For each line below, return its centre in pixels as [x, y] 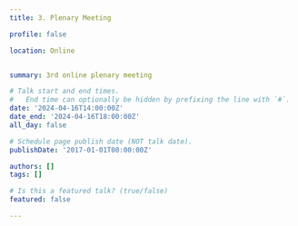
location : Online [42, 51]
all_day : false [38, 125]
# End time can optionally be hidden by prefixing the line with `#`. [150, 100]
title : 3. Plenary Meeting [60, 18]
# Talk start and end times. [65, 92]
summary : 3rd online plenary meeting [81, 75]
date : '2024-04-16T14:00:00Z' [67, 108]
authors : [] [32, 166]
